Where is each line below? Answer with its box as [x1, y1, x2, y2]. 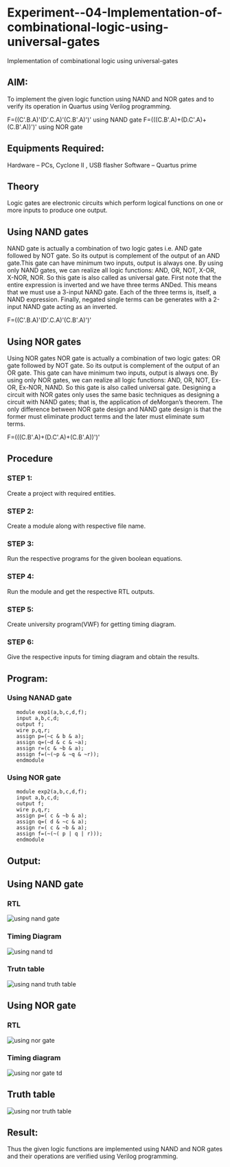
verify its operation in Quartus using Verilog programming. [7, 102, 172, 111]
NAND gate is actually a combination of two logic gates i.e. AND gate [7, 244, 203, 253]
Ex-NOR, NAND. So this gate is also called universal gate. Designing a [19, 383, 216, 391]
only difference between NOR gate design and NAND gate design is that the [7, 405, 222, 413]
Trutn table [7, 964, 45, 974]
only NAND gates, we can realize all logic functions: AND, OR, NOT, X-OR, [7, 266, 216, 275]
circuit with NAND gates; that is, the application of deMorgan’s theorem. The [7, 398, 223, 406]
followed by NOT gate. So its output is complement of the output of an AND [7, 252, 220, 260]
